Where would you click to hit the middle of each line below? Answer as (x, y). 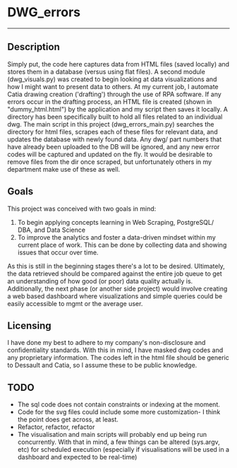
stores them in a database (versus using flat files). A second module (107, 71)
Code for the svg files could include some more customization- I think (119, 412)
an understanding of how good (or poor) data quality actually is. (100, 281)
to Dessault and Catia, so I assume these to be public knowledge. (102, 365)
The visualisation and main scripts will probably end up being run (112, 435)
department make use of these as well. (64, 169)
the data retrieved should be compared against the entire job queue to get (115, 274)
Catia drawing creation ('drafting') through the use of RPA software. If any (115, 94)
